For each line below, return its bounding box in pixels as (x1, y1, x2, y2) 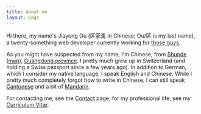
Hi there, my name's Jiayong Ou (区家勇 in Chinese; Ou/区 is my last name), (6, 32, 196, 39)
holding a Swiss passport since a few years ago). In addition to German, (6, 63, 187, 70)
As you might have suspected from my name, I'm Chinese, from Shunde (6, 50, 187, 58)
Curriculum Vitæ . (6, 101, 49, 108)
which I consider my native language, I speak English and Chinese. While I (6, 70, 192, 77)
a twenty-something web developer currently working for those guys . (6, 39, 181, 46)
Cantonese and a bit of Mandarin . (6, 82, 90, 90)
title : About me (6, 8, 48, 15)
